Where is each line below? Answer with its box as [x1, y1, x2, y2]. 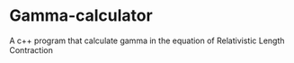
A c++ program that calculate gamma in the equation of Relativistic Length [9, 35, 285, 46]
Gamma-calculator [9, 5, 153, 26]
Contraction [9, 44, 54, 55]
